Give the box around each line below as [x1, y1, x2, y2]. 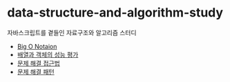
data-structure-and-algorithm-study [7, 5, 223, 21]
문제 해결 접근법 [17, 59, 60, 67]
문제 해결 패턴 [17, 68, 55, 76]
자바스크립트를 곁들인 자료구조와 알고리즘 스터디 [7, 28, 137, 37]
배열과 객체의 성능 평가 [17, 50, 79, 59]
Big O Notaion [17, 42, 57, 50]
